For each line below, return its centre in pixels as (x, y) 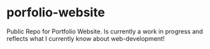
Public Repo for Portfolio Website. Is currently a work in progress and (105, 31)
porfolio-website (56, 13)
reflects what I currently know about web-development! (86, 38)
